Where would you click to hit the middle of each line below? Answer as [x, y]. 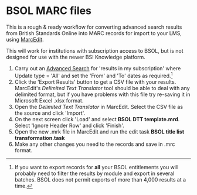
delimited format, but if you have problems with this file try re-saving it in [102, 94]
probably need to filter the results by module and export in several [94, 173]
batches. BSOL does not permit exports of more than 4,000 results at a [100, 179]
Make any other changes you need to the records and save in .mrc [95, 144]
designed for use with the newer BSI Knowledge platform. [76, 57]
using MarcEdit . [25, 39]
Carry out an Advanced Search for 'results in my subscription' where [98, 68]
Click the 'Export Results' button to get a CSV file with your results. [95, 82]
